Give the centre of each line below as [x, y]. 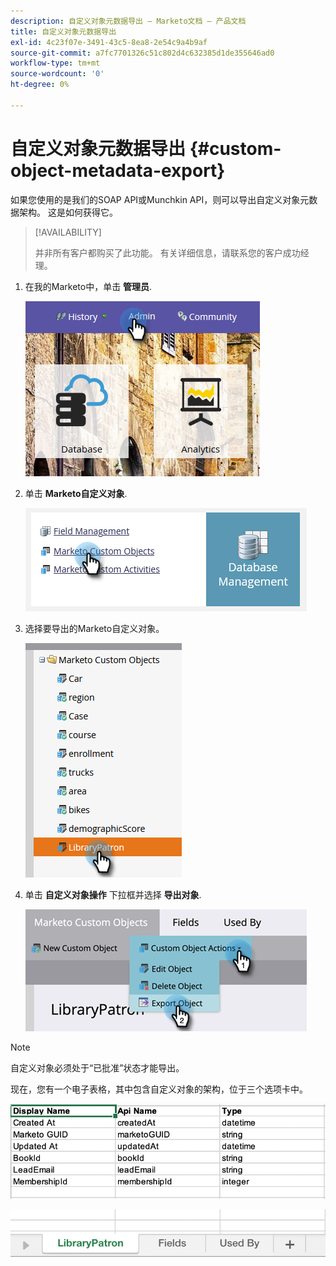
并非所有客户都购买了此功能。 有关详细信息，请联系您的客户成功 [167, 252]
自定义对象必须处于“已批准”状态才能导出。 [97, 1067]
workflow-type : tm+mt [55, 63]
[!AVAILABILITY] [68, 232]
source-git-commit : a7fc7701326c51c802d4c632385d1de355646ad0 [142, 53]
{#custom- [235, 148]
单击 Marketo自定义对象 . [76, 493]
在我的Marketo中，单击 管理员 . [88, 286]
